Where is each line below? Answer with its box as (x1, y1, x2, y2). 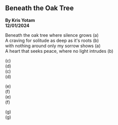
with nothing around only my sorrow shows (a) (5, 42, 101, 49)
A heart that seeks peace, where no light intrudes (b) (5, 48, 114, 54)
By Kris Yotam (5, 17, 35, 23)
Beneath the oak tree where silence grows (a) (5, 32, 99, 38)
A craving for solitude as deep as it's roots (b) (5, 37, 99, 43)
